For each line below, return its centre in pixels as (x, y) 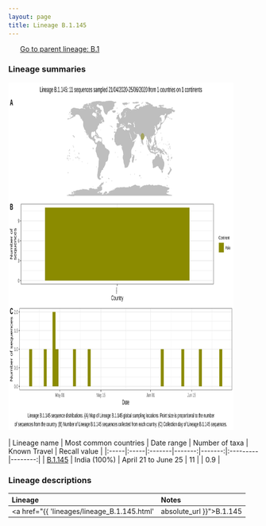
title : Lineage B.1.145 (48, 25)
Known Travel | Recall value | (56, 451)
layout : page (30, 17)
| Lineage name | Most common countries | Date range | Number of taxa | (128, 443)
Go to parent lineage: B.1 (60, 48)
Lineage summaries (47, 69)
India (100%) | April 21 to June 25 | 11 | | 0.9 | (147, 459)
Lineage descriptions (50, 480)
